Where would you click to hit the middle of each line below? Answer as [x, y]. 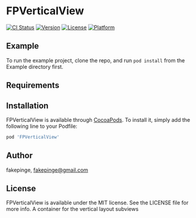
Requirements [33, 85]
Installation [27, 105]
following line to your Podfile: [42, 126]
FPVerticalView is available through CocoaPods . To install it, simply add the [98, 119]
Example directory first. [35, 67]
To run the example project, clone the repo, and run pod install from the [96, 60]
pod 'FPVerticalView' [33, 137]
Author [19, 156]
